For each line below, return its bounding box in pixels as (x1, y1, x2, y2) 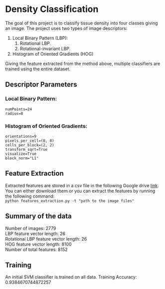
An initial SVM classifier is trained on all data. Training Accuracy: (5, 274, 137, 280)
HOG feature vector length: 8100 (5, 241, 72, 247)
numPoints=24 (5, 106, 32, 112)
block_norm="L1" (5, 156, 39, 161)
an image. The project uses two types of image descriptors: (5, 25, 128, 31)
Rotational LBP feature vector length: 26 (5, 236, 87, 242)
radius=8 (5, 111, 23, 116)
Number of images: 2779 (5, 225, 56, 231)
